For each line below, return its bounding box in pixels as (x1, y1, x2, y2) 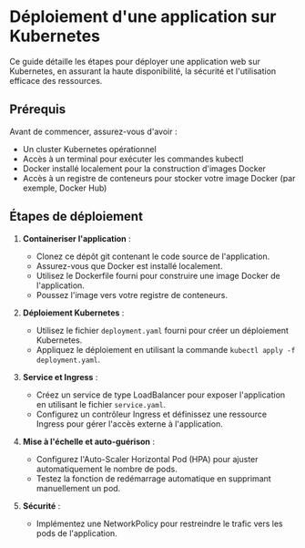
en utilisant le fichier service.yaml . (36, 398, 167, 409)
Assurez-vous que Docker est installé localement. (36, 260, 223, 271)
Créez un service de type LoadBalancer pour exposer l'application (36, 389, 286, 400)
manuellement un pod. (36, 482, 121, 493)
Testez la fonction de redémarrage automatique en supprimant (36, 472, 271, 484)
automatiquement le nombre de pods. (36, 463, 178, 474)
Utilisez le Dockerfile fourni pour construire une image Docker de (36, 270, 280, 281)
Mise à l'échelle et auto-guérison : (22, 436, 156, 447)
